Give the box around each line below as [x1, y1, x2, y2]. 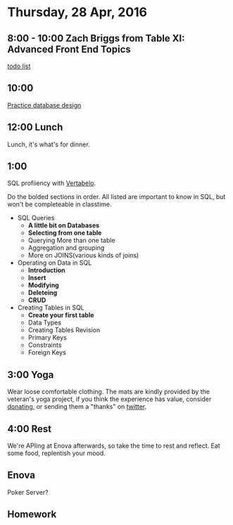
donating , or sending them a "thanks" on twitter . [7, 403, 147, 411]
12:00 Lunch [7, 121, 63, 134]
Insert [27, 274, 46, 282]
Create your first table [27, 311, 94, 320]
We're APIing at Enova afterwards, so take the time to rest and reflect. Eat [7, 441, 220, 450]
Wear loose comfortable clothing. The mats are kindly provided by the [7, 388, 210, 396]
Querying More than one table [27, 236, 115, 245]
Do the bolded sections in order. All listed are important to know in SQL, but [7, 193, 226, 201]
